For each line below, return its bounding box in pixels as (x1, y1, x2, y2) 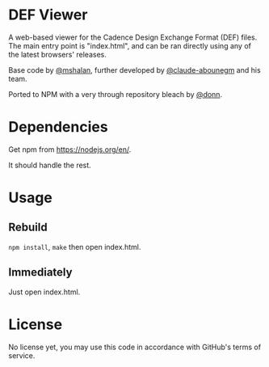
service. (8, 350, 36, 361)
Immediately (8, 265, 73, 280)
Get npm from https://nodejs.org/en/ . (8, 144, 132, 154)
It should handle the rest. (8, 160, 91, 170)
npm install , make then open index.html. (8, 242, 141, 251)
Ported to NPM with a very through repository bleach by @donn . (8, 89, 223, 99)
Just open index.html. (8, 287, 81, 297)
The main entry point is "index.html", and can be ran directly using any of (8, 40, 252, 50)
